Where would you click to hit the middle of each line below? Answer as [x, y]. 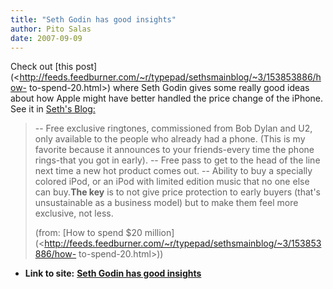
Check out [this [42, 67]
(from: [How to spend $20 [88, 233]
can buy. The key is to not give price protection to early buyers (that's [178, 192]
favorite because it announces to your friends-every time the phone [174, 150]
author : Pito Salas [51, 29]
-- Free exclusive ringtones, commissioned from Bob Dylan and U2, [173, 128]
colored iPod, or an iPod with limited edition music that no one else [172, 182]
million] [159, 233]
